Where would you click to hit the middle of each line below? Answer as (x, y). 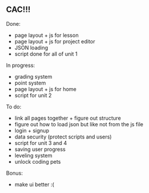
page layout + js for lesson (46, 35)
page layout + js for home (46, 89)
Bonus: (15, 173)
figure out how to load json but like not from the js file (79, 124)
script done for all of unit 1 (46, 54)
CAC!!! (18, 10)
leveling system (33, 155)
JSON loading (31, 48)
